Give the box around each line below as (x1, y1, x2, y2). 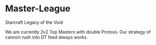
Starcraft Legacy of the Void (5, 19, 63, 25)
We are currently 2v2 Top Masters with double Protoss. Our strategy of (5, 29, 151, 35)
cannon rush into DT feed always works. (5, 34, 88, 40)
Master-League (5, 3, 71, 14)
